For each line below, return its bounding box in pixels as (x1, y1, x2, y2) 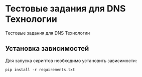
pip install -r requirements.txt (5, 67, 75, 72)
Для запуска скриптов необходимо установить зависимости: (5, 58, 137, 64)
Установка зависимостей (5, 44, 89, 53)
